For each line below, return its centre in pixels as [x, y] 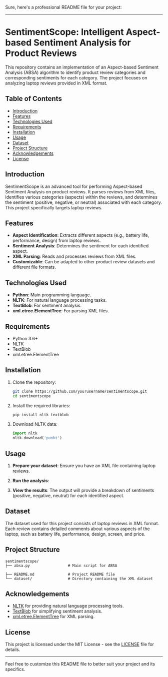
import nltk [25, 433]
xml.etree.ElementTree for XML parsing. [53, 617]
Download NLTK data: [35, 424]
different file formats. [34, 267]
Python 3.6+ [25, 338]
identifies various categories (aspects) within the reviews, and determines [81, 197]
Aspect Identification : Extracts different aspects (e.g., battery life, [81, 235]
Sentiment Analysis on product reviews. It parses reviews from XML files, [80, 191]
